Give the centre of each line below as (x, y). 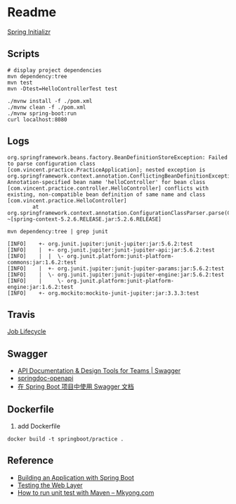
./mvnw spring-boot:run (42, 113)
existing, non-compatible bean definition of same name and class (106, 195)
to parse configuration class (52, 164)
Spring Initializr (29, 32)
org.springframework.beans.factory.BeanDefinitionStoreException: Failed (118, 157)
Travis (21, 314)
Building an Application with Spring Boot (76, 477)
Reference (31, 461)
